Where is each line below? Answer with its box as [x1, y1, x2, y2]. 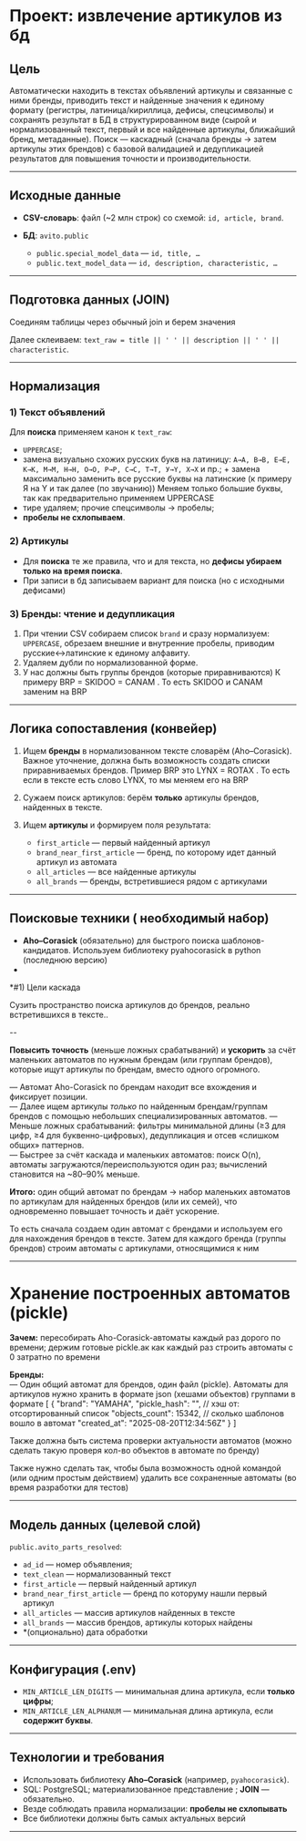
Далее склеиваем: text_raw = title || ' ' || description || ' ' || [9, 334, 280, 345]
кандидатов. [22, 944, 71, 955]
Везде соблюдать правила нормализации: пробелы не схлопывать [22, 1803, 288, 1814]
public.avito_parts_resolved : [9, 1541, 123, 1552]
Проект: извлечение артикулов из [9, 5, 282, 26]
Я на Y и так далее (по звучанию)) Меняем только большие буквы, [22, 483, 284, 494]
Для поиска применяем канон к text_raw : [9, 427, 173, 437]
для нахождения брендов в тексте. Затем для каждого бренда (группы [9, 1232, 287, 1244]
